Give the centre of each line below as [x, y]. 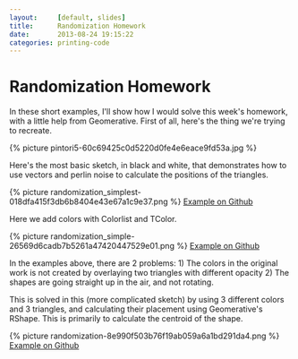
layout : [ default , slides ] [68, 17]
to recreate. [30, 131]
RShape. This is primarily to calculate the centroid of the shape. [126, 319]
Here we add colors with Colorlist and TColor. [93, 219]
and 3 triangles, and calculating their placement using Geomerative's [136, 309]
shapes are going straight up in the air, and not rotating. [112, 282]
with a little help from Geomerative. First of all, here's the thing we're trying [147, 121]
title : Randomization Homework [77, 26]
